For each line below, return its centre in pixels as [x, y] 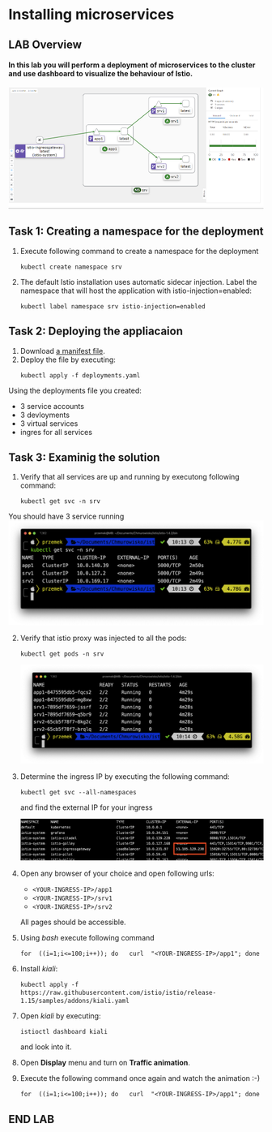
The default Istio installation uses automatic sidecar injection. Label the [138, 282]
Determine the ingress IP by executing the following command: [125, 777]
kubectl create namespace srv [71, 267]
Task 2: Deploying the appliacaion [96, 331]
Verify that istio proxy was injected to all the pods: [104, 638]
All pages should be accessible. [73, 922]
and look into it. [46, 1047]
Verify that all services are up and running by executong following [130, 477]
